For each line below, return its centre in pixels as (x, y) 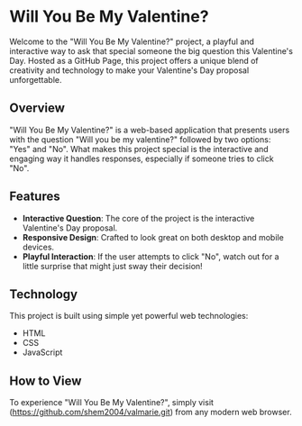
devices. (38, 247)
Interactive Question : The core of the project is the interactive (138, 218)
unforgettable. (36, 79)
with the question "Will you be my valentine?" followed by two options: (140, 139)
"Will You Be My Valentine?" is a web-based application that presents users (150, 130)
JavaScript (42, 352)
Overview (37, 109)
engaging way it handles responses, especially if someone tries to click (142, 159)
